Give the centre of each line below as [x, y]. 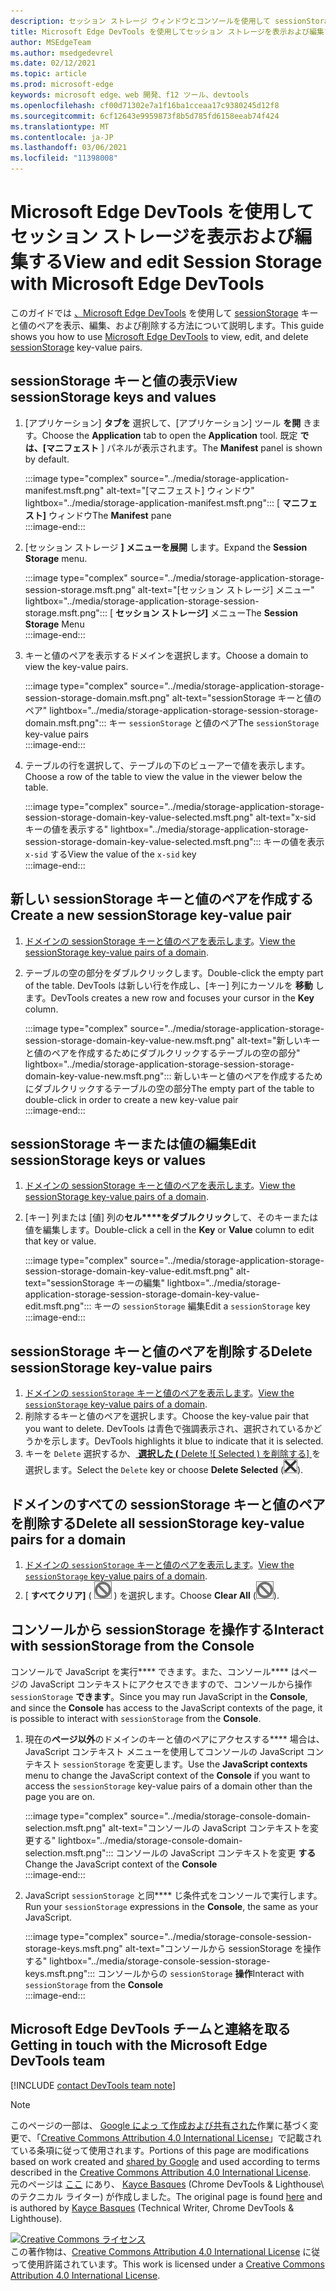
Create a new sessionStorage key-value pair [151, 915]
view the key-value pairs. [76, 666]
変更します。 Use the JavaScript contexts [222, 1764]
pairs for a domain [68, 1539]
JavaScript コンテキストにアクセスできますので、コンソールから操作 [171, 1684]
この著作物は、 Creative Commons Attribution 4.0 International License [155, 2251]
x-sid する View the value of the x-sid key [110, 854]
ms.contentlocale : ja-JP [62, 137]
